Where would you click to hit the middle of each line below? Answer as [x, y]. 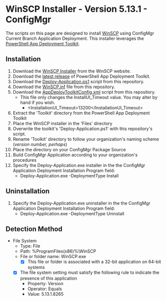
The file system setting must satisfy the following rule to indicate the [90, 272]
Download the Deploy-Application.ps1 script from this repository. [79, 81]
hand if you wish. [38, 102]
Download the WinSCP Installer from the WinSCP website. [72, 71]
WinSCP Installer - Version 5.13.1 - [77, 9]
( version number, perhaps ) [40, 144]
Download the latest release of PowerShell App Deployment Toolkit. [82, 76]
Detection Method [34, 229]
